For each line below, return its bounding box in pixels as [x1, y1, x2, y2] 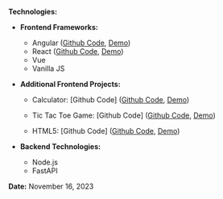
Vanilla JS [31, 64, 65, 73]
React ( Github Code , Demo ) [31, 47, 124, 56]
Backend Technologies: [19, 142, 101, 151]
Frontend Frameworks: [19, 23, 98, 31]
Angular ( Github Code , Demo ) [31, 38, 131, 48]
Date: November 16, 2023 [8, 181, 94, 191]
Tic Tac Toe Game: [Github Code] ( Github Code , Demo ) [31, 110, 216, 120]
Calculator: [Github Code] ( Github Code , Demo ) [31, 95, 190, 104]
